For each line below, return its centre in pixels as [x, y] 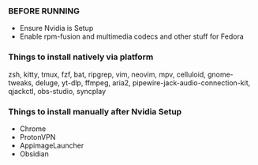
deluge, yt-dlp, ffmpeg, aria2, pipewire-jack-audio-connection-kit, [143, 82]
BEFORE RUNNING [44, 11]
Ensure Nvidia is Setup [56, 28]
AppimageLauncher [52, 145]
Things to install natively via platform [81, 57]
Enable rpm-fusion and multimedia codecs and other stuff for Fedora [132, 36]
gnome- [221, 74]
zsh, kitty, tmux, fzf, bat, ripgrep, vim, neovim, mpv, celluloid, [107, 74]
